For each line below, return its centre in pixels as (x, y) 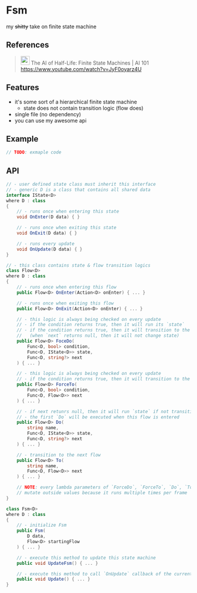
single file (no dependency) (48, 114)
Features (23, 88)
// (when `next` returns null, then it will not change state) (98, 336)
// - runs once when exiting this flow (65, 303)
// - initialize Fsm (42, 525)
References (28, 45)
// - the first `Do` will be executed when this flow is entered (98, 417)
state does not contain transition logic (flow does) (83, 108)
